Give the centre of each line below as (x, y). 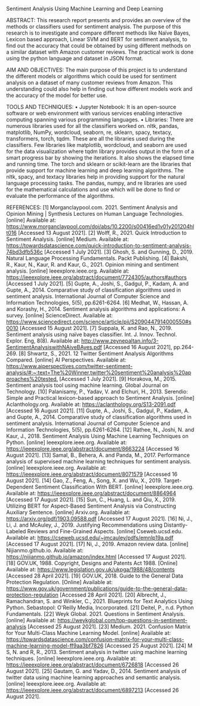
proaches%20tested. (32, 379)
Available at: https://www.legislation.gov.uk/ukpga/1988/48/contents (90, 569)
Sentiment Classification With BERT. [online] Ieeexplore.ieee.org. (114, 487)
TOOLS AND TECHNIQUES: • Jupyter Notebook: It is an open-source (91, 107)
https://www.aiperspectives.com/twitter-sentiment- (70, 366)
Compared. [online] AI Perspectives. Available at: (66, 360)
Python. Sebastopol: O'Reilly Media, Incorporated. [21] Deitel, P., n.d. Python (100, 607)
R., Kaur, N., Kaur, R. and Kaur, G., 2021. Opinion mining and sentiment (93, 265)
